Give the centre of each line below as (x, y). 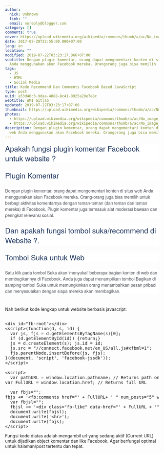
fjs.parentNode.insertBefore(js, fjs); (58, 353)
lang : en (14, 46)
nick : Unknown (24, 14)
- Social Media (25, 82)
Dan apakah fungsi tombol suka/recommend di (81, 230)
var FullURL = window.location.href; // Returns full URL (76, 383)
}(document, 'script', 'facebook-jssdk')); (58, 358)
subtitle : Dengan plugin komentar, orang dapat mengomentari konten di (79, 60)
